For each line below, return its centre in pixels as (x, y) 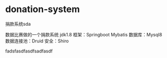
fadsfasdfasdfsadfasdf (29, 51)
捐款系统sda (18, 24)
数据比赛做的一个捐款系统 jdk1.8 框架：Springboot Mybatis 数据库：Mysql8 (84, 34)
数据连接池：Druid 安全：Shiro (37, 41)
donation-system (43, 9)
